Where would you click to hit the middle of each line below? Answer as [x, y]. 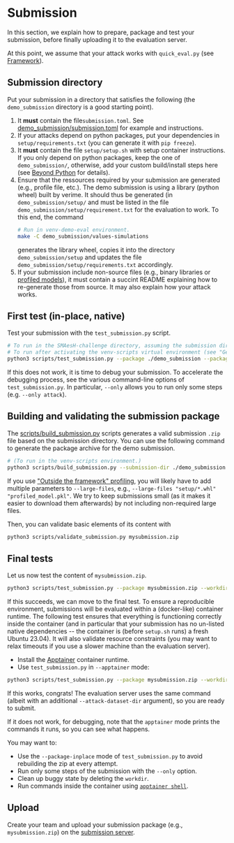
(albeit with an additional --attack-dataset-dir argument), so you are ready [116, 700]
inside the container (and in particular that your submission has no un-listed [116, 624]
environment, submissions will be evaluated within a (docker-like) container [116, 609]
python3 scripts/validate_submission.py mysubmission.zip [93, 537]
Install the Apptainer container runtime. [73, 660]
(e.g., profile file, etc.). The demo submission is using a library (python [118, 187]
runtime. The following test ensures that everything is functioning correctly [115, 617]
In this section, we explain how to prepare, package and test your [101, 32]
